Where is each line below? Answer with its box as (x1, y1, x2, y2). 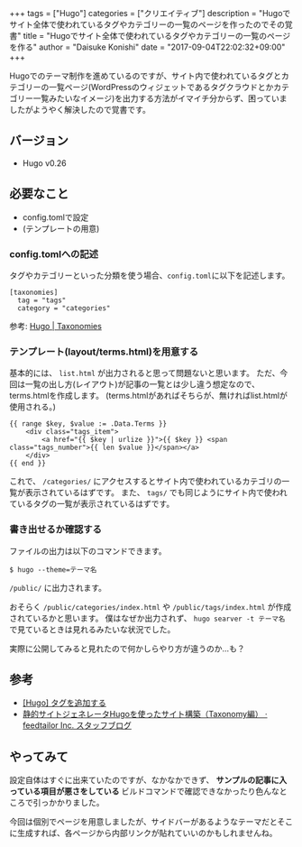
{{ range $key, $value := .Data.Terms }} (9, 419, 168, 428)
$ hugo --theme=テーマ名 (9, 565, 97, 575)
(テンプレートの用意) (22, 223, 100, 234)
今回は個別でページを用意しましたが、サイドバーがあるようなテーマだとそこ (9, 816, 294, 827)
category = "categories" (17, 303, 111, 313)
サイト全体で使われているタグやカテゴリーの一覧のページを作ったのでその (9, 19, 286, 30)
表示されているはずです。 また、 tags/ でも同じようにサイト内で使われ (24, 487, 288, 498)
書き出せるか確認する (9, 523, 102, 536)
